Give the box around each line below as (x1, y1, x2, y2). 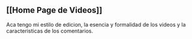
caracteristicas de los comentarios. (6, 27, 94, 34)
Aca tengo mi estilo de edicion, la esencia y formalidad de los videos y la (6, 21, 186, 28)
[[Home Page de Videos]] (6, 5, 103, 15)
